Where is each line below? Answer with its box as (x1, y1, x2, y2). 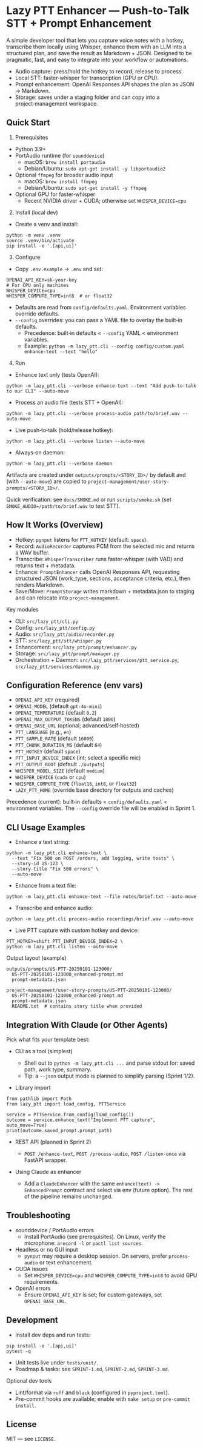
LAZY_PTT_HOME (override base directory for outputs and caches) (15, 786, 174, 794)
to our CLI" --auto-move (6, 388, 69, 394)
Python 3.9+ (15, 145, 47, 152)
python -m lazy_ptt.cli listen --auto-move (6, 944, 118, 950)
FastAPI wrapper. (24, 1156, 67, 1164)
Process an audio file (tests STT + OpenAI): (15, 399, 124, 406)
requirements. (24, 1278, 59, 1285)
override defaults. (15, 310, 59, 317)
